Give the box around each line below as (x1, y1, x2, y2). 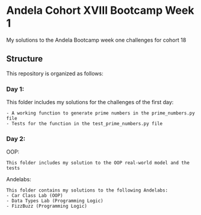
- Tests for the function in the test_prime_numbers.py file (6, 121, 163, 127)
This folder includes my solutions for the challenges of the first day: (6, 99, 174, 106)
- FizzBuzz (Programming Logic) (6, 203, 87, 210)
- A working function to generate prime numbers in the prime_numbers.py (6, 110, 196, 116)
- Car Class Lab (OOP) (6, 193, 63, 199)
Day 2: (6, 134, 26, 143)
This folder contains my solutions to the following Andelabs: (6, 187, 169, 193)
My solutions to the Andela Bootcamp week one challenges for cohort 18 (6, 36, 187, 43)
